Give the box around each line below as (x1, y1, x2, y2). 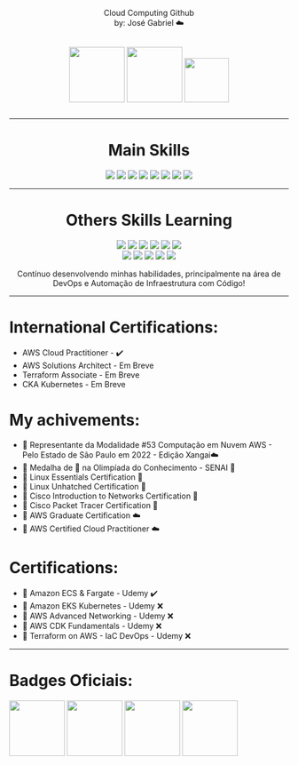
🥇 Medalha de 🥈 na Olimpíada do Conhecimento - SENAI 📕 (21, 462, 236, 473)
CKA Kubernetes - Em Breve (21, 379, 126, 389)
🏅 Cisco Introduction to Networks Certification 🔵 (21, 490, 199, 501)
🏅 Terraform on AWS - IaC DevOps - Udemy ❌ (21, 630, 192, 641)
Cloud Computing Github (103, 8, 195, 18)
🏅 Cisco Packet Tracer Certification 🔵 (21, 499, 159, 510)
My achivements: (9, 410, 140, 430)
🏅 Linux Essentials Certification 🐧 (21, 471, 144, 482)
